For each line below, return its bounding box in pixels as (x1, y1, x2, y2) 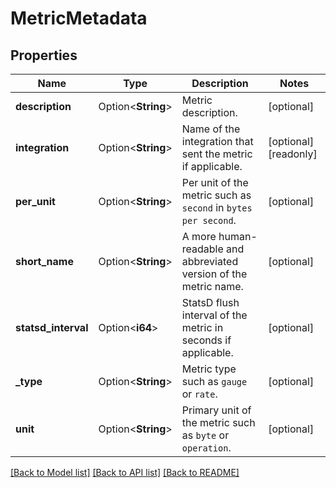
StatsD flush (181, 296, 240, 309)
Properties (10, 47, 78, 64)
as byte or (181, 428, 230, 442)
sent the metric (181, 147, 253, 161)
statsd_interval (15, 321, 89, 334)
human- (218, 230, 258, 243)
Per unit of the (181, 176, 249, 189)
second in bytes (181, 201, 253, 214)
